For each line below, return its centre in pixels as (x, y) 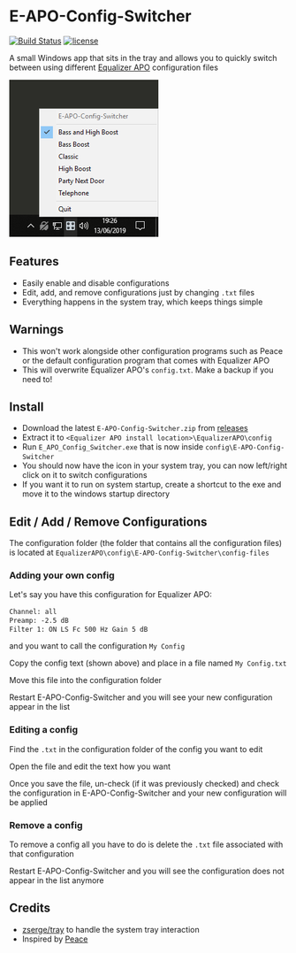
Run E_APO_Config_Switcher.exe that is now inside (113, 447)
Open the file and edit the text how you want (90, 766)
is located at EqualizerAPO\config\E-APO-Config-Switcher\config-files (139, 553)
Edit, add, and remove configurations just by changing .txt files (138, 292)
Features (34, 261)
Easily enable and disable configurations (95, 283)
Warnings (37, 330)
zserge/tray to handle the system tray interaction (111, 929)
